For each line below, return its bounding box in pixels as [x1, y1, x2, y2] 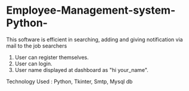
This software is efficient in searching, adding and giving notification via [6, 36, 183, 43]
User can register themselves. [14, 54, 89, 61]
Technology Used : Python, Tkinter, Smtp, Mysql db [6, 78, 133, 85]
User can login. [14, 60, 52, 67]
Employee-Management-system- [6, 4, 176, 17]
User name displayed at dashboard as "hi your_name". [14, 66, 149, 73]
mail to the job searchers [6, 42, 67, 49]
